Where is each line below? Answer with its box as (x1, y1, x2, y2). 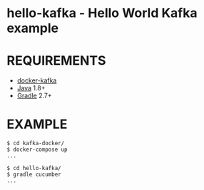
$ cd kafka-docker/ (6, 140, 65, 147)
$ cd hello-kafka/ (6, 165, 61, 172)
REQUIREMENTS (6, 53, 106, 69)
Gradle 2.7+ (16, 91, 52, 100)
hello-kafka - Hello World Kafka (6, 5, 198, 21)
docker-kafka (16, 76, 57, 85)
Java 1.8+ (16, 84, 46, 93)
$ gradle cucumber (6, 171, 61, 179)
